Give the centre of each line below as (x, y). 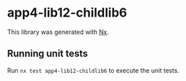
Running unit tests (48, 54)
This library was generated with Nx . (58, 32)
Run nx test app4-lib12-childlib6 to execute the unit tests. (93, 70)
